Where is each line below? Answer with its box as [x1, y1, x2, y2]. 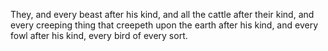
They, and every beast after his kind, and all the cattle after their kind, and [10, 9, 315, 20]
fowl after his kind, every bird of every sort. [10, 30, 188, 41]
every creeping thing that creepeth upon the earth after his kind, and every [10, 19, 318, 31]
